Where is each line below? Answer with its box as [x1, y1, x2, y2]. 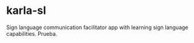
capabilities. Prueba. [6, 30, 58, 37]
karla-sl [6, 4, 47, 18]
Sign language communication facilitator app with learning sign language [6, 24, 189, 31]
